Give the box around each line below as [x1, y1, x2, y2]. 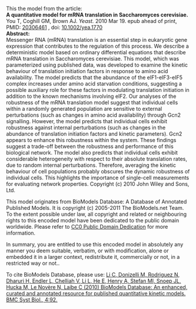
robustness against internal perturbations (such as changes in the [6, 124, 166, 131]
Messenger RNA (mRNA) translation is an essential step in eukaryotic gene [6, 37, 187, 43]
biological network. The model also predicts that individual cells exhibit [6, 149, 178, 156]
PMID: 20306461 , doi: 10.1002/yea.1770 [6, 24, 103, 31]
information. [6, 229, 36, 236]
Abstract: [6, 30, 30, 37]
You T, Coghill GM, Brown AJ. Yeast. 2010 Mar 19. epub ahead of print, [6, 18, 178, 24]
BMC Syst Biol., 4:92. [6, 296, 58, 303]
